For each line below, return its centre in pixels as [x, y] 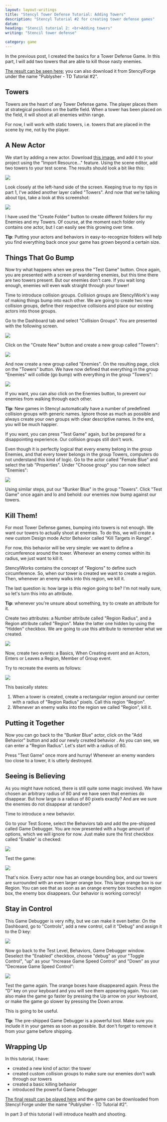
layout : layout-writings [31, 10]
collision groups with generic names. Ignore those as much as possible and [83, 414]
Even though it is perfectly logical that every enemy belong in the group [79, 449]
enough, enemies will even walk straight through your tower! [67, 286]
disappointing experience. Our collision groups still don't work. [69, 440]
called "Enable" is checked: [33, 839]
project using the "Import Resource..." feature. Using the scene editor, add [82, 162]
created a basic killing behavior [44, 1084]
